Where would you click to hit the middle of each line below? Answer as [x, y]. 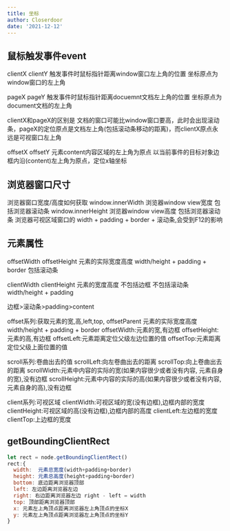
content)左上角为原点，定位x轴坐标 [77, 161]
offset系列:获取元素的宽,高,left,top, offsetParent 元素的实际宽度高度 [102, 321]
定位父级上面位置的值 [37, 347]
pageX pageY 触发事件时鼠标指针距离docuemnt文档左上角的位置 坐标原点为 [115, 97]
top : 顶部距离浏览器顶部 [44, 502]
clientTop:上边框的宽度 [39, 419]
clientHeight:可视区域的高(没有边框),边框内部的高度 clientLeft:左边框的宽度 [113, 410]
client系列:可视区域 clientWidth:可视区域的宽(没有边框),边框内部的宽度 [106, 402]
